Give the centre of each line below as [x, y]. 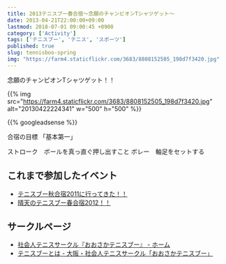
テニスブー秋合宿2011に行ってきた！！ [72, 193]
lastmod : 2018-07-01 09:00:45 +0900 [60, 27]
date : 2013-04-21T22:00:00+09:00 [56, 20]
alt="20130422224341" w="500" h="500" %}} [74, 108]
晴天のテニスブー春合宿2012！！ [64, 203]
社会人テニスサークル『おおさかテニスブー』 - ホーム [94, 244]
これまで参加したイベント [62, 176]
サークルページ [39, 227]
